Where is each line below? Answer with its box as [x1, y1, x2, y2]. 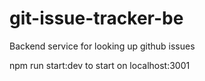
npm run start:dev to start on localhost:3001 [9, 59, 191, 71]
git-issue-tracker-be [9, 7, 184, 30]
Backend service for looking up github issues [9, 40, 196, 52]
